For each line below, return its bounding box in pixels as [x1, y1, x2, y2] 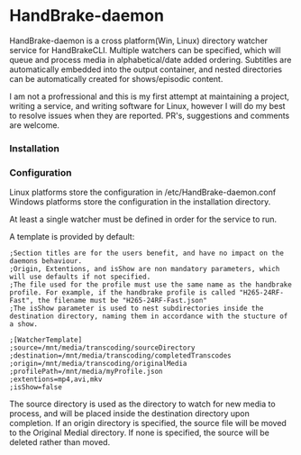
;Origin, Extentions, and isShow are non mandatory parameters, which [9, 265, 280, 274]
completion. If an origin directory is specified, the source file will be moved [9, 418, 287, 429]
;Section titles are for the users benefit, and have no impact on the [9, 249, 284, 258]
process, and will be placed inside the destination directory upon [9, 408, 250, 419]
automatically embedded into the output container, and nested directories [9, 64, 283, 75]
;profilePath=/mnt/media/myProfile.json [9, 367, 164, 377]
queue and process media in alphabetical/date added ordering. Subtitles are [9, 54, 292, 65]
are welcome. [9, 119, 60, 131]
